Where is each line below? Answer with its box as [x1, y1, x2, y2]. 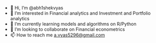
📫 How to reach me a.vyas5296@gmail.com [10, 32, 105, 38]
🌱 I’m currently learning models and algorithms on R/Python [10, 21, 137, 27]
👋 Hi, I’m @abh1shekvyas [10, 5, 63, 11]
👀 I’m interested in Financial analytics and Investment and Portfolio [10, 10, 151, 16]
